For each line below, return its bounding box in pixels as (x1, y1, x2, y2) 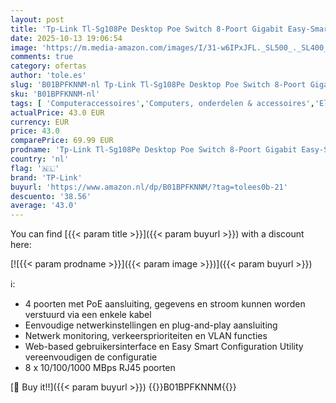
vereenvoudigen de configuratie (24, 351, 158, 363)
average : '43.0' (10, 201, 78, 211)
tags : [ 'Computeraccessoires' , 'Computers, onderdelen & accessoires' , (10, 98, 315, 108)
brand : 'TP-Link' (10, 172, 83, 183)
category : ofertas (10, 61, 87, 71)
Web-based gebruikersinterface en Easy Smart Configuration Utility (24, 341, 304, 353)
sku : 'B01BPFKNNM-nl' (10, 89, 101, 99)
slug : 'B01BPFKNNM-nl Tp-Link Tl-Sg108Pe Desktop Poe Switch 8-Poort (10, 80, 307, 90)
